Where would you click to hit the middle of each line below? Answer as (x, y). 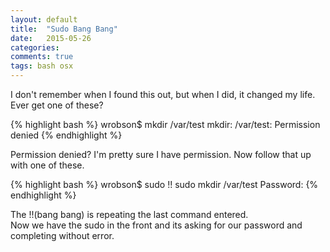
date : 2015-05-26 (51, 38)
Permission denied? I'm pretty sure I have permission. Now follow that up (161, 154)
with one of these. (47, 165)
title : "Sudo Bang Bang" (64, 29)
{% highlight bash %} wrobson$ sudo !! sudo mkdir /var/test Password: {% (164, 184)
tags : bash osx (42, 66)
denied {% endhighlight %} (66, 135)
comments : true (42, 57)
